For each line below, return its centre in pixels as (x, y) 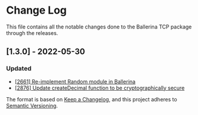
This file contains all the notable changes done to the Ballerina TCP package (99, 27)
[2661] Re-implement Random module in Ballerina (75, 81)
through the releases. (32, 33)
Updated (19, 69)
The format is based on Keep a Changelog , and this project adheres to (92, 99)
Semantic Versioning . (32, 106)
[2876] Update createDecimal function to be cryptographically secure (100, 88)
